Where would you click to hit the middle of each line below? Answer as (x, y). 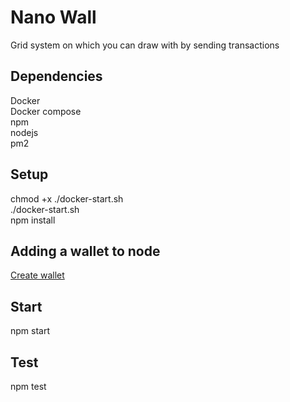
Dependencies (56, 76)
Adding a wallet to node (85, 251)
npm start (30, 331)
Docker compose (46, 111)
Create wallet (37, 275)
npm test (28, 386)
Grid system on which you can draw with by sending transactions (145, 45)
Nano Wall (53, 17)
